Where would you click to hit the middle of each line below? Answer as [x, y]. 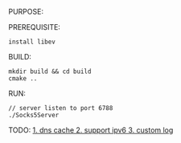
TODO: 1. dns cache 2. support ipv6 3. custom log [91, 130]
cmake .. [23, 79]
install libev [32, 42]
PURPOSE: [26, 12]
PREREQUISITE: [34, 27]
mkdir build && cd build [50, 71]
